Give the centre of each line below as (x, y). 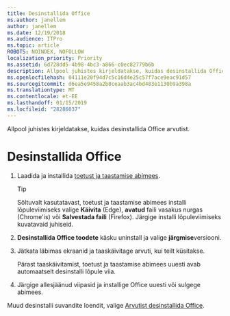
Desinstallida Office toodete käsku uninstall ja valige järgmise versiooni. (119, 237)
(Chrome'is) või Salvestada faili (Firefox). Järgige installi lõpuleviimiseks (119, 216)
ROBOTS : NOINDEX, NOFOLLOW (46, 52)
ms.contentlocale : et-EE (42, 97)
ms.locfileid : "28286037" (44, 109)
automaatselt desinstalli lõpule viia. (66, 271)
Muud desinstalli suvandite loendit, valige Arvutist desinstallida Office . (106, 305)
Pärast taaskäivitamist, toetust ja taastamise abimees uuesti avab (108, 264)
